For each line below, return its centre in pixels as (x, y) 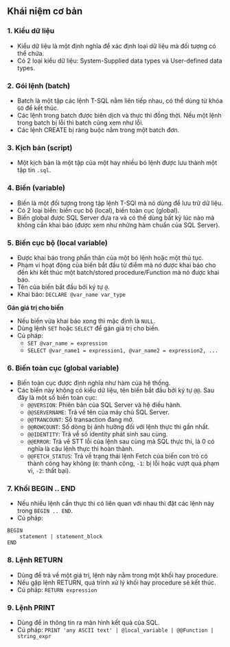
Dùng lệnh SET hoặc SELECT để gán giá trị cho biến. (88, 328)
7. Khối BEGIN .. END (42, 489)
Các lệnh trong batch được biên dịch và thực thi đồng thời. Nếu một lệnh (119, 115)
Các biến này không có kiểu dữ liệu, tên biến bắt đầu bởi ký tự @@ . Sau (116, 390)
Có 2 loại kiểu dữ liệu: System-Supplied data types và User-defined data (119, 61)
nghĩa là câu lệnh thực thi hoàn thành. (81, 449)
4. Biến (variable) (36, 188)
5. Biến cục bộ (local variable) (58, 242)
